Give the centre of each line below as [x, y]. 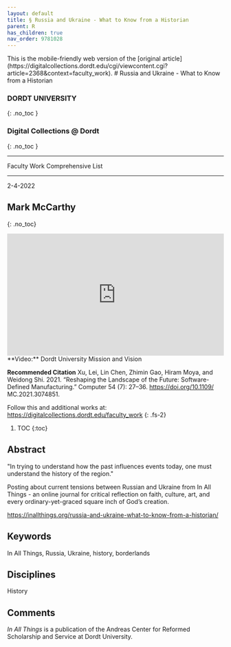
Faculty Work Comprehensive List [55, 166]
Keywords [29, 537]
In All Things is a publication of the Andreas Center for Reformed [99, 629]
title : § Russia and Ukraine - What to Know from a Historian [98, 20]
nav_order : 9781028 [35, 39]
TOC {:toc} [32, 428]
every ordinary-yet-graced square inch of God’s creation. [88, 501]
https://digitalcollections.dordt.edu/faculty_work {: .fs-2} [87, 415]
